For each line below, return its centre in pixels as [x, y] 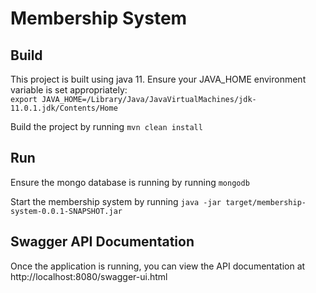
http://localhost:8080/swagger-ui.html [89, 276]
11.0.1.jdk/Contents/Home [64, 108]
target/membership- [266, 202]
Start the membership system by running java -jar [116, 201]
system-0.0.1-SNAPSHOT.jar [66, 211]
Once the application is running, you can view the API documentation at [158, 266]
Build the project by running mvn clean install [106, 126]
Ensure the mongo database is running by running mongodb [130, 182]
